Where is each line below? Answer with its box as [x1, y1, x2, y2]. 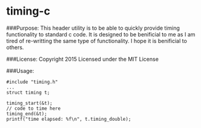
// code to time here [6, 105, 61, 112]
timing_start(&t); [6, 100, 53, 106]
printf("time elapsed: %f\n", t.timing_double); [6, 116, 131, 122]
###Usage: [6, 67, 35, 74]
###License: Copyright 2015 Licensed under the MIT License [6, 55, 159, 62]
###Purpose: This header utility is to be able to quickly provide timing [6, 24, 180, 32]
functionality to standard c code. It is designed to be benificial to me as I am [6, 30, 196, 38]
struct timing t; [6, 89, 50, 95]
